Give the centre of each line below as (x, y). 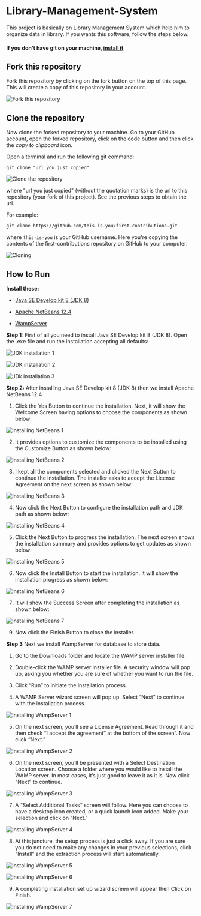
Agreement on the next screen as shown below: (74, 484)
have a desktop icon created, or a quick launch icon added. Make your (102, 811)
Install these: (23, 288)
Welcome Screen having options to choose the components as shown (101, 412)
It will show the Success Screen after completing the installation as (97, 603)
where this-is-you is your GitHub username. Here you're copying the (92, 237)
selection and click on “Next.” (51, 818)
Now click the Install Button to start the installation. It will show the (96, 573)
